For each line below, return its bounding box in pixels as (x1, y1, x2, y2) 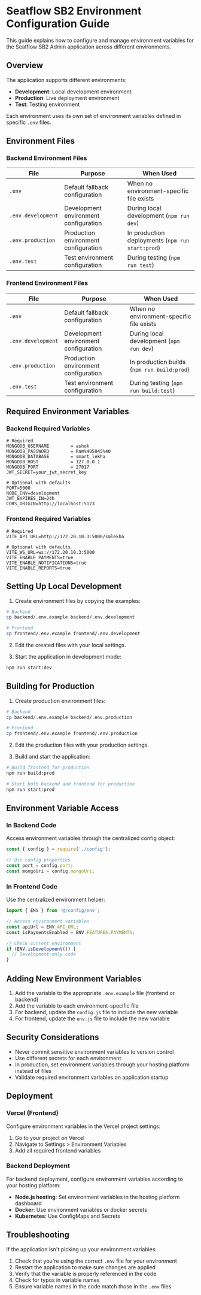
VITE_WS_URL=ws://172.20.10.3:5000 (6, 549, 95, 555)
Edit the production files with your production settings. (14, 741, 150, 749)
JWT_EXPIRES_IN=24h (6, 496, 55, 502)
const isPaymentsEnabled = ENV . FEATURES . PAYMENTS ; (6, 929, 135, 935)
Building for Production (6, 681, 95, 692)
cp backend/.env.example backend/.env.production (6, 714, 133, 720)
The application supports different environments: (6, 76, 127, 83)
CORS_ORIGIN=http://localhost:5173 (6, 501, 95, 507)
